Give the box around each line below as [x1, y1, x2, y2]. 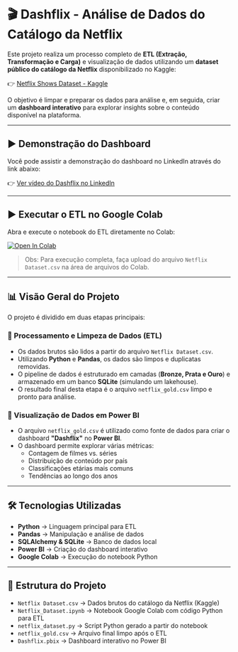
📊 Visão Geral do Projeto [7, 290, 120, 303]
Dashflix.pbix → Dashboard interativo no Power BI [17, 636, 166, 645]
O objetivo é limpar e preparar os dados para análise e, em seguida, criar [7, 95, 220, 104]
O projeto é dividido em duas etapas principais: [7, 313, 145, 321]
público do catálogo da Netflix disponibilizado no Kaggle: [7, 65, 176, 73]
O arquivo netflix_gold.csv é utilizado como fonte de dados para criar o [17, 426, 230, 434]
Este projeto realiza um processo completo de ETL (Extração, [7, 50, 188, 58]
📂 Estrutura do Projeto [7, 579, 106, 592]
